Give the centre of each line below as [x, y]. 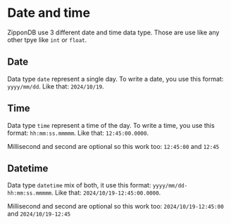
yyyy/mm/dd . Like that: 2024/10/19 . [56, 86]
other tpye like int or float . [47, 39]
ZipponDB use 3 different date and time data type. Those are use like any [113, 32]
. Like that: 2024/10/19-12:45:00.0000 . [106, 193]
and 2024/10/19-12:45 [39, 214]
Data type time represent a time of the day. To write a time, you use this [111, 125]
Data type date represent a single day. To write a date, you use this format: [115, 79]
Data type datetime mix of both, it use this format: [79, 185]
